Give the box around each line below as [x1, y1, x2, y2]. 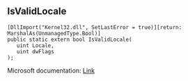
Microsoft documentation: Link [7, 66, 95, 75]
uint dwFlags [16, 48, 54, 55]
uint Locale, [16, 42, 54, 49]
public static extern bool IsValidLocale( [7, 36, 132, 43]
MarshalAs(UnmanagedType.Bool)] [7, 30, 101, 37]
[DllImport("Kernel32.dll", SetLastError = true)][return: [7, 24, 182, 30]
